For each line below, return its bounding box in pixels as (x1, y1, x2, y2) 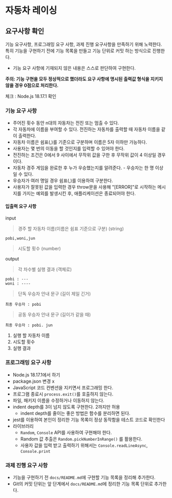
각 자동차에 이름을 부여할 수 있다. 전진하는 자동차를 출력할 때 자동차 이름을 (12, 126, 160, 132)
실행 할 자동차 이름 (12, 332, 50, 338)
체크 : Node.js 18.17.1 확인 (5, 93, 57, 99)
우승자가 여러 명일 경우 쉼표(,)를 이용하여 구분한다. (12, 177, 114, 184)
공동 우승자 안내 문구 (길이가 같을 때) (17, 311, 91, 317)
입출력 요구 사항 (5, 203, 37, 209)
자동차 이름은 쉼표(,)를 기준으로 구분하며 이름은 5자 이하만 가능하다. (12, 139, 147, 145)
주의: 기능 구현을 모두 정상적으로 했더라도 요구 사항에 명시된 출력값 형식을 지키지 (5, 76, 163, 82)
